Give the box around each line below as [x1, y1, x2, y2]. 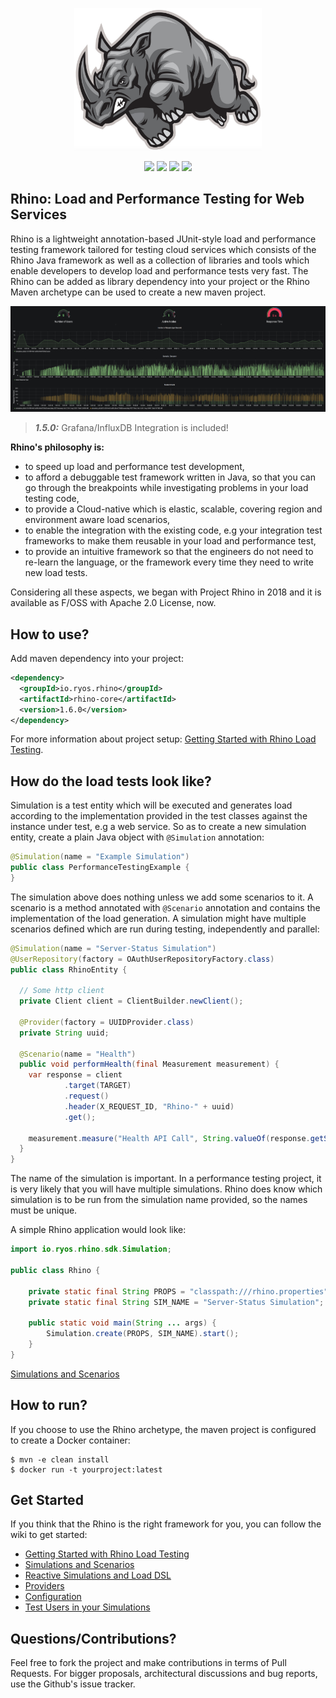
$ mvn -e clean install [10, 1454, 110, 1465]
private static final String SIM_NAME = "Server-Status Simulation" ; [28, 1297, 325, 1307]
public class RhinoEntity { [10, 964, 128, 975]
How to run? [10, 1397, 88, 1414]
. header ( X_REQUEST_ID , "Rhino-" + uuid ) [63, 1101, 235, 1112]
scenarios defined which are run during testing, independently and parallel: [10, 923, 320, 935]
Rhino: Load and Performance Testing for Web [10, 191, 305, 208]
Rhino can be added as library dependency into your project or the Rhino [10, 275, 310, 287]
